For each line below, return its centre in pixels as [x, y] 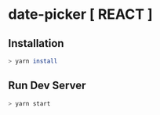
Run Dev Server [47, 86]
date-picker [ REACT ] [80, 14]
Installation [36, 43]
